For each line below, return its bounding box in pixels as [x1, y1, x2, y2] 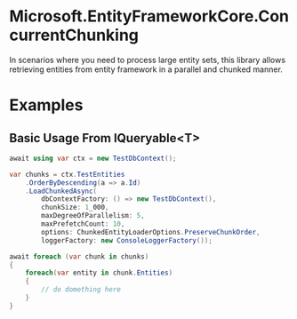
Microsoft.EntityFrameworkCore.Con [9, 6, 290, 27]
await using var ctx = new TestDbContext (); [9, 154, 177, 163]
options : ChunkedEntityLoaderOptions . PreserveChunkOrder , [41, 227, 261, 236]
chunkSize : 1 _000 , [41, 203, 109, 212]
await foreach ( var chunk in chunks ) [9, 251, 149, 261]
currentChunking [9, 25, 140, 45]
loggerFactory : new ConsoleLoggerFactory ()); [41, 235, 213, 245]
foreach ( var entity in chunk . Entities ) [25, 268, 173, 277]
